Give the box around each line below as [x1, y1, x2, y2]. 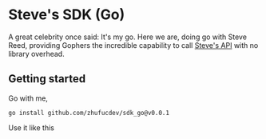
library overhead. [8, 49, 66, 58]
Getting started [8, 72, 86, 85]
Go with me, [8, 93, 48, 103]
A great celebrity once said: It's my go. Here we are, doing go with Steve [8, 32, 248, 42]
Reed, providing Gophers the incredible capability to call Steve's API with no [8, 40, 259, 50]
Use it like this [8, 122, 54, 133]
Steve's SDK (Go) [8, 6, 125, 24]
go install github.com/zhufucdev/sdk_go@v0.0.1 [8, 109, 170, 117]
